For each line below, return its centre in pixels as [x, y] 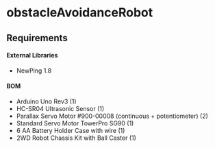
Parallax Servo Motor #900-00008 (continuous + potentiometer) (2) [112, 116]
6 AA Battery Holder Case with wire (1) [71, 130]
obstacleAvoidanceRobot [80, 13]
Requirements [37, 38]
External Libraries [32, 56]
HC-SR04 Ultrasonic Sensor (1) [60, 108]
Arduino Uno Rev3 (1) [46, 101]
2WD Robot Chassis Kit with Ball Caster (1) [76, 138]
